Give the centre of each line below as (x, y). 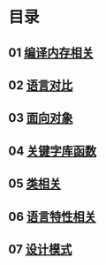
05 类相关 (35, 184)
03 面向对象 (41, 118)
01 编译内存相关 (51, 53)
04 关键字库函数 (53, 151)
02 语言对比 (41, 85)
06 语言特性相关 (52, 216)
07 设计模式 (40, 249)
